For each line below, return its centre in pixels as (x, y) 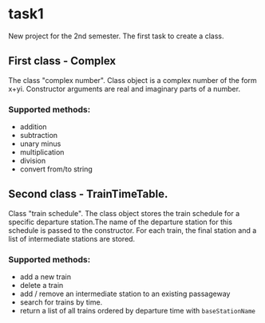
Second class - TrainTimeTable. (88, 194)
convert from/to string (56, 169)
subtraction (39, 136)
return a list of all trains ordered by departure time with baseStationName (137, 311)
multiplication (42, 152)
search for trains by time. (61, 302)
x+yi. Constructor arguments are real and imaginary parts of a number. (125, 89)
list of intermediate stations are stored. (72, 238)
